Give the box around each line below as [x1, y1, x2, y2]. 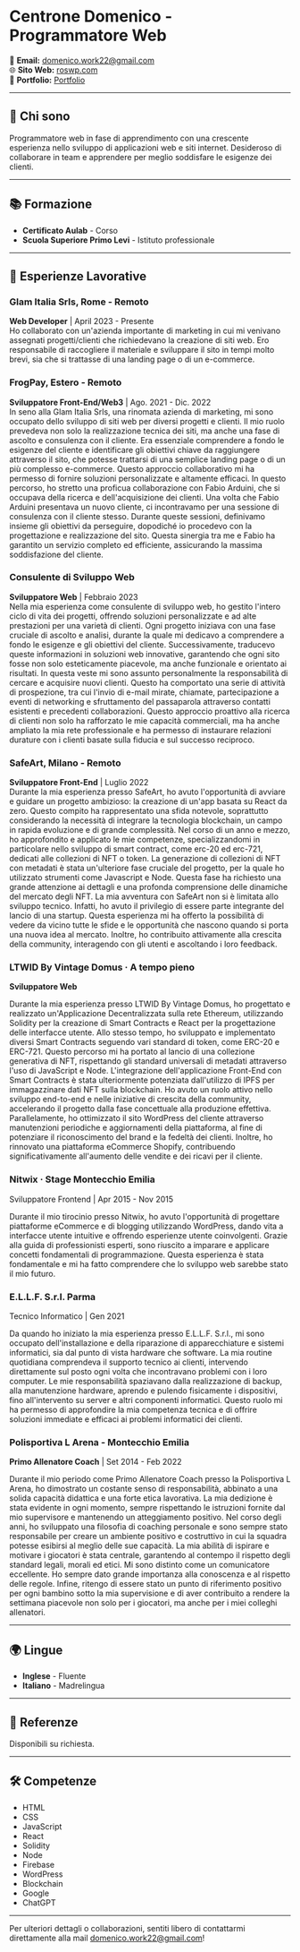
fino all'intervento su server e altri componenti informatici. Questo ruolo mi [9, 1395, 283, 1406]
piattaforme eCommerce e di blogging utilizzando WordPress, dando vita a [9, 1220, 284, 1231]
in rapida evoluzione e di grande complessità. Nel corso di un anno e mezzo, [9, 825, 291, 835]
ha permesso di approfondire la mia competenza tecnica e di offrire [9, 1404, 257, 1416]
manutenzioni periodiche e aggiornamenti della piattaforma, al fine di [9, 1122, 263, 1134]
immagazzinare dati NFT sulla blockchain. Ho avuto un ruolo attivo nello [9, 1084, 273, 1095]
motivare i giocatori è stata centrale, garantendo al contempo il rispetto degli [9, 1550, 291, 1561]
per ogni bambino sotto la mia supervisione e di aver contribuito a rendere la [9, 1588, 290, 1599]
